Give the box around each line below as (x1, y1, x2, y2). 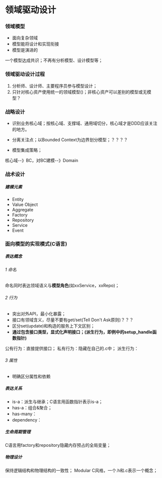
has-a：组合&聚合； (12, 404, 52, 410)
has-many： (12, 411, 37, 417)
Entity (12, 196, 24, 202)
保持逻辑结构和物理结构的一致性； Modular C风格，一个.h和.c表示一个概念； (5, 467, 158, 473)
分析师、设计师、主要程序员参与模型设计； (12, 83, 97, 89)
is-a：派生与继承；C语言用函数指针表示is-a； (12, 399, 103, 404)
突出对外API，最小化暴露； (12, 311, 66, 316)
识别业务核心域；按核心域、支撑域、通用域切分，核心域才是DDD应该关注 (12, 120, 158, 127)
